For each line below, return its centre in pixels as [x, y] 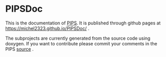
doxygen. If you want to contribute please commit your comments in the [81, 43]
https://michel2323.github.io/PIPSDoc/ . [47, 28]
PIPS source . [19, 49]
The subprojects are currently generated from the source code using [78, 38]
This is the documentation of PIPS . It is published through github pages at [83, 23]
